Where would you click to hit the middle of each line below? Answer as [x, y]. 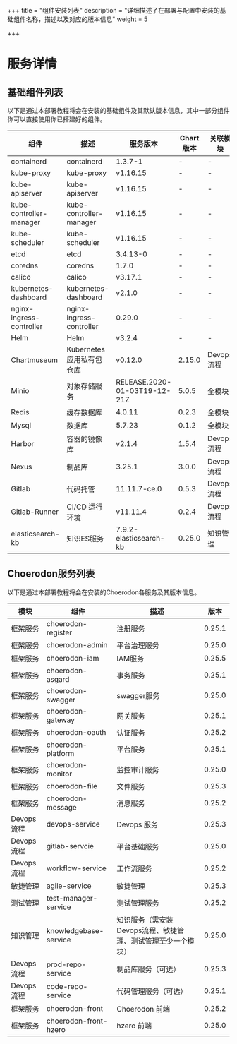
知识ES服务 [85, 539]
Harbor [23, 444]
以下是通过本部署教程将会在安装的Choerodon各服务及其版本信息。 [104, 592]
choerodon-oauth [76, 732]
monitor [59, 774]
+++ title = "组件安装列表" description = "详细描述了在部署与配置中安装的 [114, 10]
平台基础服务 [138, 846]
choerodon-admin [77, 644]
